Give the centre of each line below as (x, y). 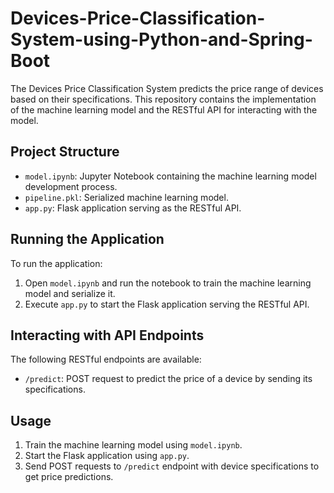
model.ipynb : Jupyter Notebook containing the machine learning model (170, 176)
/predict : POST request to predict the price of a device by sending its (168, 379)
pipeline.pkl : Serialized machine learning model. (126, 197)
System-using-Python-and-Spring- (161, 39)
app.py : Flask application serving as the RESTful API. (133, 208)
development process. (71, 186)
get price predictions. (69, 477)
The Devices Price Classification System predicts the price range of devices (167, 88)
